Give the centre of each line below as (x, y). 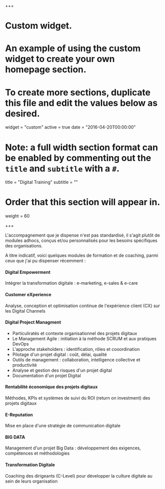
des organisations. (24, 246)
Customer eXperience (28, 294)
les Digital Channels (25, 311)
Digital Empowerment (28, 272)
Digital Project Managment (33, 322)
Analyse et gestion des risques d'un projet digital (62, 370)
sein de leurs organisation (31, 481)
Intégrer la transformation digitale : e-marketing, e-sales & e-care (72, 283)
